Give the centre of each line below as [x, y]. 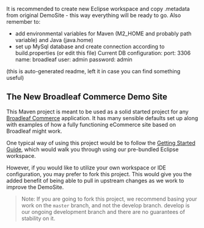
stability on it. [38, 218]
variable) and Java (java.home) [54, 40]
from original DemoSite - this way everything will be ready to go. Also [94, 15]
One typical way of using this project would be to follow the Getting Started [101, 143]
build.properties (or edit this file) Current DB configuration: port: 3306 [103, 53]
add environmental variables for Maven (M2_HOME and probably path [103, 34]
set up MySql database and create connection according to [90, 46]
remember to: [24, 22]
